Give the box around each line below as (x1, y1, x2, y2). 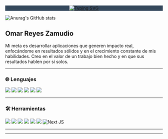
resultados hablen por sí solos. (5, 58, 68, 64)
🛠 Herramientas (5, 105, 46, 112)
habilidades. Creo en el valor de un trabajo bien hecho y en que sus (5, 53, 144, 59)
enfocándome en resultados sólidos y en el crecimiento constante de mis (5, 48, 156, 54)
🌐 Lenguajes (5, 75, 36, 82)
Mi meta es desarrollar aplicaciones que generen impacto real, (5, 42, 134, 48)
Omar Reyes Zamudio (5, 29, 74, 38)
